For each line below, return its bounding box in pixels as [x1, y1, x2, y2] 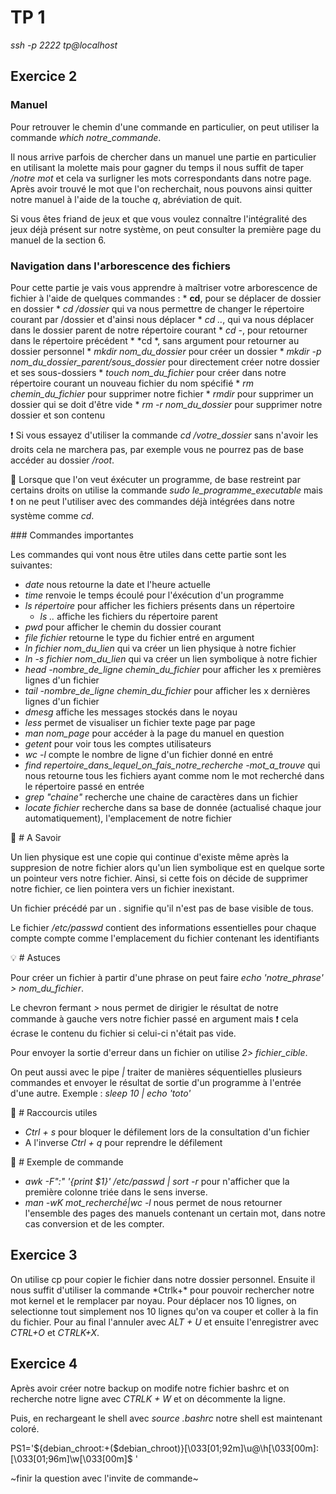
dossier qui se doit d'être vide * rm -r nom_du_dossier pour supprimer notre [10, 398, 323, 410]
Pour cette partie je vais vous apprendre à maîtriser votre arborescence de [10, 281, 318, 293]
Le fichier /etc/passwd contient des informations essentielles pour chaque [10, 921, 317, 933]
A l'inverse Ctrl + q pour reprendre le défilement [24, 1136, 223, 1148]
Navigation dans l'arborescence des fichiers [10, 259, 232, 273]
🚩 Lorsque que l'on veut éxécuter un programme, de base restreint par [10, 473, 301, 485]
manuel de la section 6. [10, 234, 107, 246]
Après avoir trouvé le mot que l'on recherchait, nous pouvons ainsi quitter [10, 182, 313, 195]
